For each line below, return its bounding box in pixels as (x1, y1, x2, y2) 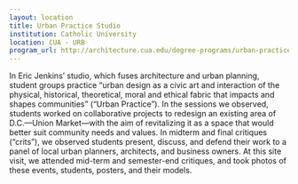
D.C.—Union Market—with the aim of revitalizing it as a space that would (9, 117, 274, 129)
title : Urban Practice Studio (9, 21, 122, 30)
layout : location (9, 12, 74, 22)
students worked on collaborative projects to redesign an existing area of (9, 108, 277, 119)
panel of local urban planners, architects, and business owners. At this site (9, 146, 282, 156)
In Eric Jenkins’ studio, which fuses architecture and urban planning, (9, 70, 260, 81)
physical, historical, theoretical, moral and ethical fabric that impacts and (9, 90, 275, 100)
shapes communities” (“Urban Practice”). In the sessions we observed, (9, 99, 269, 109)
